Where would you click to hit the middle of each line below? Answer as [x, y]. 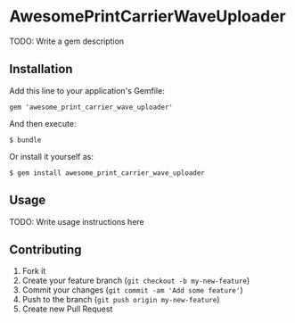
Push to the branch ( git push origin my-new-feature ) [121, 300]
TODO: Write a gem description [67, 41]
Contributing [45, 249]
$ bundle [25, 140]
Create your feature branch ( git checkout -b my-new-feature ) [136, 281]
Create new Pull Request [67, 309]
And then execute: [43, 123]
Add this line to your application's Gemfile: [87, 90]
